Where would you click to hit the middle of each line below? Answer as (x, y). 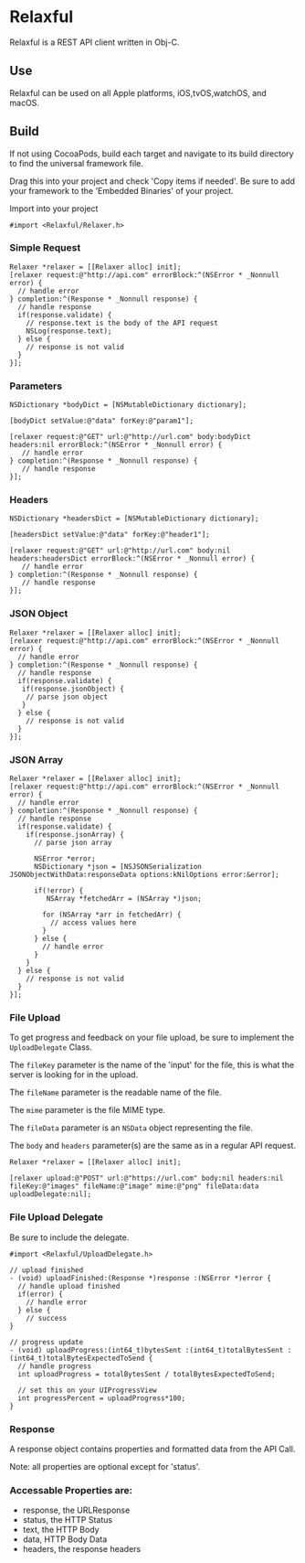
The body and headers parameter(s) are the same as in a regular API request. (153, 1146)
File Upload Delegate (56, 1217)
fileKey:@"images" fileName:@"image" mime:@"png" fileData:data (134, 1186)
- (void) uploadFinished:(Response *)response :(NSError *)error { (141, 1278)
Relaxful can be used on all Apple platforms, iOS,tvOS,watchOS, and (138, 92)
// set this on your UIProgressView (87, 1390)
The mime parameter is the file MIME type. (88, 1110)
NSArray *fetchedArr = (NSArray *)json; (124, 899)
